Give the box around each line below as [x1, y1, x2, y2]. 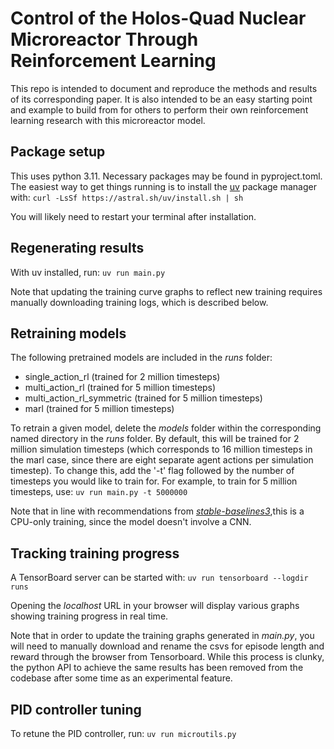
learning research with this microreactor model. [10, 114, 206, 126]
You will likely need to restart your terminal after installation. [10, 210, 257, 222]
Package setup [10, 143, 106, 161]
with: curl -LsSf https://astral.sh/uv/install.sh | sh [10, 191, 244, 203]
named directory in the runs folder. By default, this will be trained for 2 [10, 433, 300, 445]
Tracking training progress [10, 545, 180, 562]
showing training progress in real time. [10, 610, 169, 622]
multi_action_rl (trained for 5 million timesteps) [24, 382, 217, 394]
